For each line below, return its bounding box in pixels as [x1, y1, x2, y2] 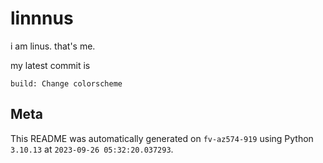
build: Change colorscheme [10, 78, 123, 89]
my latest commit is [10, 59, 91, 71]
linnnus [10, 7, 74, 30]
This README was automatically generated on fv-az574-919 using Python [10, 132, 314, 144]
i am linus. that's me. [10, 40, 96, 52]
